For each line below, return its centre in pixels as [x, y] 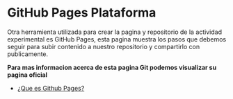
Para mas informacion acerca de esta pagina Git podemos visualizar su [112, 67]
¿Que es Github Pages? [51, 88]
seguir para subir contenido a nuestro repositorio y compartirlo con [104, 46]
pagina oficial [27, 75]
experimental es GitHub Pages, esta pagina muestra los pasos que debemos [117, 39]
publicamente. [28, 54]
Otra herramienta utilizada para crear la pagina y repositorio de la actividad [115, 32]
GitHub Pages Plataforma [82, 13]
